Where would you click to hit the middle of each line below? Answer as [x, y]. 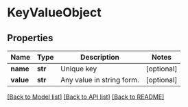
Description [100, 57]
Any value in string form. [100, 80]
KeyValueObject [54, 13]
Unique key [79, 69]
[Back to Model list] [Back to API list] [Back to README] [86, 97]
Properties [30, 38]
